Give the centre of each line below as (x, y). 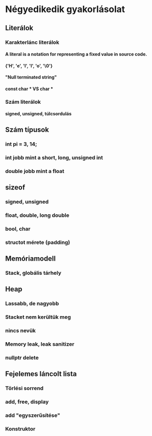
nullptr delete (22, 357)
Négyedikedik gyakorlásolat (65, 9)
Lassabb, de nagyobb (32, 303)
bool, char (18, 229)
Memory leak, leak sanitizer (40, 344)
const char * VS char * (29, 89)
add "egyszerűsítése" (33, 415)
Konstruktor (20, 429)
